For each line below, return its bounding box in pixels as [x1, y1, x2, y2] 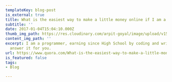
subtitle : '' [5, 22, 33, 27]
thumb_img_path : [5, 31, 40, 36]
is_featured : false [5, 55, 47, 60]
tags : [5, 60, 17, 65]
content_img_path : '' [5, 36, 52, 42]
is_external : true [5, 12, 45, 17]
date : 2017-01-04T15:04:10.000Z [5, 27, 74, 32]
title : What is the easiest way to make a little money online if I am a [5, 17, 166, 22]
